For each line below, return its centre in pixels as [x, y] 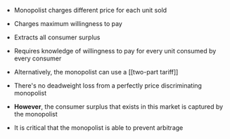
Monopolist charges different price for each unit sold [90, 10]
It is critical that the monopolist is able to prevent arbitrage [98, 128]
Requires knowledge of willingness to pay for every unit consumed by [115, 51]
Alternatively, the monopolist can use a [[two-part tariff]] [96, 72]
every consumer [38, 58]
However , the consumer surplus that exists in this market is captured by [119, 107]
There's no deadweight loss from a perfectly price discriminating [108, 86]
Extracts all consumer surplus [57, 37]
